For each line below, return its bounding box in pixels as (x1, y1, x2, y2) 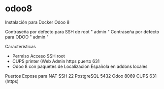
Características (5, 43, 36, 49)
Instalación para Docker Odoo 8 (5, 19, 70, 25)
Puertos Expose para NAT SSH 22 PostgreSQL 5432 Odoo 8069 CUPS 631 (5, 73, 157, 79)
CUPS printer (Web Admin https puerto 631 (12, 58, 100, 64)
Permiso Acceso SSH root (12, 53, 65, 59)
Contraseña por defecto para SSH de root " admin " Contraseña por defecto (5, 29, 159, 34)
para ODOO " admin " (5, 34, 49, 40)
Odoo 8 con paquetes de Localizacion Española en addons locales (12, 63, 148, 69)
